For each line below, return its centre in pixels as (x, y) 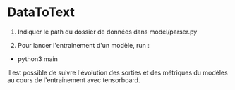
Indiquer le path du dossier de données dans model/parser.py (107, 32)
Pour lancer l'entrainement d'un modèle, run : (83, 45)
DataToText (41, 12)
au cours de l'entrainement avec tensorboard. (74, 80)
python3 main (38, 59)
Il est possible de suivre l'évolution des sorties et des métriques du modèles (117, 72)
